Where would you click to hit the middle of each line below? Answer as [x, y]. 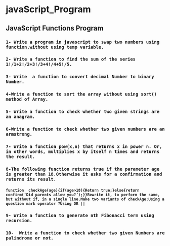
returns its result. [31, 179]
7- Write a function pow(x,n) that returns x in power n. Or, [84, 147]
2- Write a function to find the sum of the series [71, 59]
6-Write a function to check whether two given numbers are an [85, 129]
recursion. [19, 221]
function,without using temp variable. [55, 47]
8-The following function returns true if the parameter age [83, 169]
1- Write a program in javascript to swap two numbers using [83, 42]
